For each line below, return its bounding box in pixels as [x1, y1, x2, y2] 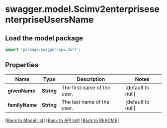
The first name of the [61, 84, 111, 91]
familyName [7, 101, 37, 108]
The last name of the [61, 98, 110, 105]
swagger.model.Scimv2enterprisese [5, 3, 160, 15]
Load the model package [5, 34, 83, 42]
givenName [7, 87, 36, 94]
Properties [5, 61, 39, 69]
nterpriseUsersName [5, 14, 94, 25]
